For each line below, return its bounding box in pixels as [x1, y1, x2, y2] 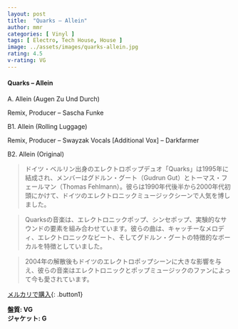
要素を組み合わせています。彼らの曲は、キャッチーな [49, 224, 206, 232]
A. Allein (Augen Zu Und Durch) [7, 94, 100, 103]
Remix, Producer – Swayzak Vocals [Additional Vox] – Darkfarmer [7, 136, 200, 145]
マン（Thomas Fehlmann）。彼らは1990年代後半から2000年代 [43, 182, 225, 191]
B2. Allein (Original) [7, 150, 65, 158]
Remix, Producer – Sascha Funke [7, 108, 104, 117]
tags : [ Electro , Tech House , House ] [7, 37, 123, 44]
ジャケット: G [7, 314, 47, 323]
